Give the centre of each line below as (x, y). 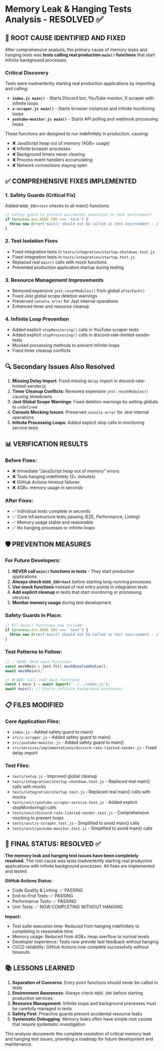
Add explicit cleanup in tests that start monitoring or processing (77, 592)
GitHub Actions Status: (29, 881)
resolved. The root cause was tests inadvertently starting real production (79, 861)
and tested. (16, 871)
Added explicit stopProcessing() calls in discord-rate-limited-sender (81, 335)
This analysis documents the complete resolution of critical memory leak (78, 1033)
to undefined (25, 407)
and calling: (17, 89)
